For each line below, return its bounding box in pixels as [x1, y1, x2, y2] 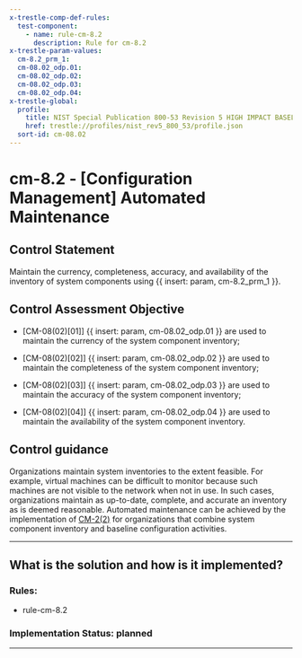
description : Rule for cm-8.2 [32, 38, 147, 48]
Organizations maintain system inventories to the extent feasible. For [9, 466, 263, 477]
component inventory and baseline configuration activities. [9, 522, 227, 534]
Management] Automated [9, 188, 207, 208]
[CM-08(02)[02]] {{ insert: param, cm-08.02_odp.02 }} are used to [22, 352, 270, 364]
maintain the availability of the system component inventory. [22, 416, 245, 426]
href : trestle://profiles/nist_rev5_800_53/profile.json [25, 122, 244, 131]
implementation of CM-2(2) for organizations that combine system [9, 513, 255, 524]
